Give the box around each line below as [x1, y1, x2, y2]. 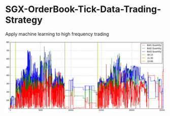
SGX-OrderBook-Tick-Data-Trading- [5, 4, 161, 15]
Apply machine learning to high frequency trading [5, 31, 109, 37]
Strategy [5, 14, 43, 26]
